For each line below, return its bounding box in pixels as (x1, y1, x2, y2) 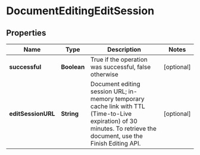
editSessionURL (9, 110, 55, 118)
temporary (115, 95, 145, 103)
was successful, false (90, 63, 151, 71)
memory (90, 95, 114, 103)
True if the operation (90, 55, 148, 64)
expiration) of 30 (90, 117, 138, 125)
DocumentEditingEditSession (6, 4, 155, 18)
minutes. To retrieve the (90, 125, 157, 132)
